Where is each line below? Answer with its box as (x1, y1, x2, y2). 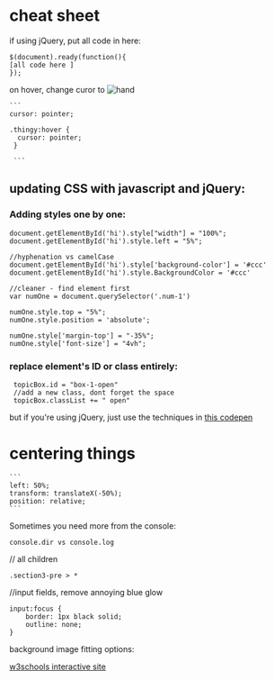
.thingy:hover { (9, 125, 70, 134)
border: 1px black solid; (25, 612, 123, 621)
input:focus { (9, 604, 63, 613)
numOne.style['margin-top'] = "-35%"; (9, 331, 155, 340)
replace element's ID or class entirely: (9, 359, 178, 372)
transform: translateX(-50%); (9, 488, 123, 498)
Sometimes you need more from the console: (9, 520, 177, 531)
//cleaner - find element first (9, 284, 130, 293)
